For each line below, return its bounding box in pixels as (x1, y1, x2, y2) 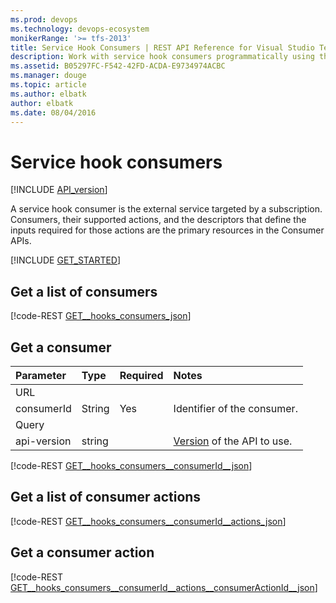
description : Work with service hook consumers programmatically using (10, 52, 315, 62)
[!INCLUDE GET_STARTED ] (10, 254, 122, 266)
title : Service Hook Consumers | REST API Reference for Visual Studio (10, 42, 315, 53)
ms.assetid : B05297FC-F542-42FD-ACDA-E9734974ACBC (10, 61, 226, 71)
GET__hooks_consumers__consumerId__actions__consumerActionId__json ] (10, 581, 318, 593)
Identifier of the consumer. (173, 401, 298, 415)
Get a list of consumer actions (10, 489, 202, 506)
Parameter (15, 368, 67, 382)
